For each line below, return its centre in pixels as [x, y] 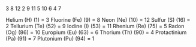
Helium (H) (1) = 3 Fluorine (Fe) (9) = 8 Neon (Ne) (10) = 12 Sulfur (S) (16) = [98, 20]
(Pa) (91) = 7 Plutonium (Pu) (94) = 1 [50, 38]
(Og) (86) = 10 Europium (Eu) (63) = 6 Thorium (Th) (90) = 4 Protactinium [96, 32]
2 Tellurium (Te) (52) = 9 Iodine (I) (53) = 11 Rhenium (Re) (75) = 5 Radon [95, 26]
